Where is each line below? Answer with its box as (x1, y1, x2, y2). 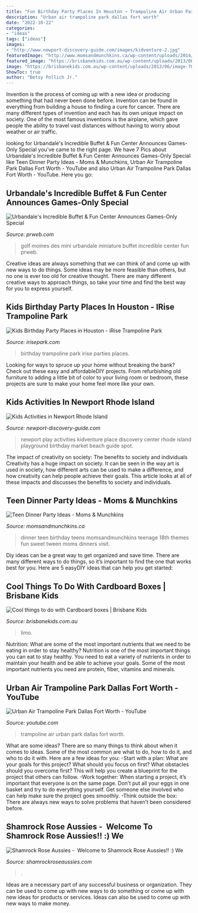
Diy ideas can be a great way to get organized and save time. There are (6, 552, 180, 559)
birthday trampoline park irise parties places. (20, 349, 130, 357)
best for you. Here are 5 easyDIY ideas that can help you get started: (6, 564, 173, 571)
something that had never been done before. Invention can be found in (6, 97, 178, 104)
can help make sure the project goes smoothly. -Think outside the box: (6, 792, 178, 799)
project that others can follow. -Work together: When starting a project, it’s (6, 774, 187, 780)
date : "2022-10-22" (6, 19, 54, 25)
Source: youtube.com (6, 719, 59, 726)
